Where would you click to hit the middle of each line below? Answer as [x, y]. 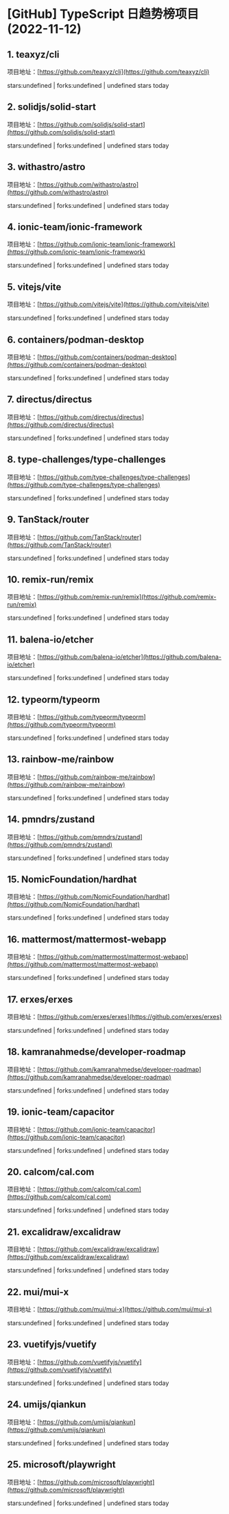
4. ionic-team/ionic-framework [75, 227]
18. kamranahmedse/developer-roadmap [97, 1052]
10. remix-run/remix [50, 580]
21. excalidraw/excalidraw [64, 1232]
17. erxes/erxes [40, 999]
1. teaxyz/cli [33, 55]
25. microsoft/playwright [61, 1465]
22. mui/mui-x [38, 1292]
